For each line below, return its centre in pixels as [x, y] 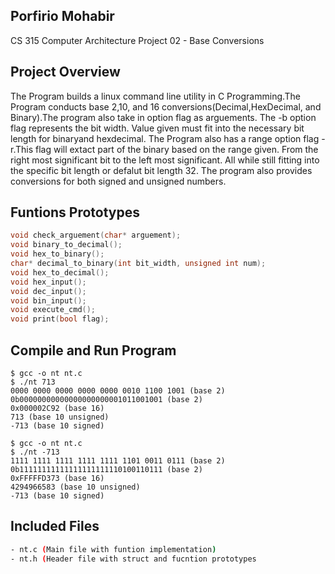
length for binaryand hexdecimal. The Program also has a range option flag [165, 138]
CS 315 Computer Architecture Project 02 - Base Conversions [137, 40]
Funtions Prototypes [75, 212]
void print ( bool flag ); [60, 319]
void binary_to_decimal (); [66, 245]
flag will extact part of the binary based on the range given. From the [176, 149]
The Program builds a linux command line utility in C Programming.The [156, 96]
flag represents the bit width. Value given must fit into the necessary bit [157, 128]
